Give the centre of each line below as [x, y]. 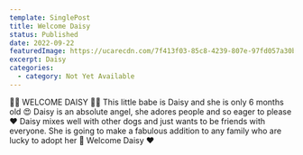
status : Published [44, 34]
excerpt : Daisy [38, 59]
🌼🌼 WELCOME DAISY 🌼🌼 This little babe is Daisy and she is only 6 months [147, 102]
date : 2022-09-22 [42, 43]
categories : [32, 68]
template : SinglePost [50, 18]
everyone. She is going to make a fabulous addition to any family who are [146, 131]
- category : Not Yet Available [76, 77]
